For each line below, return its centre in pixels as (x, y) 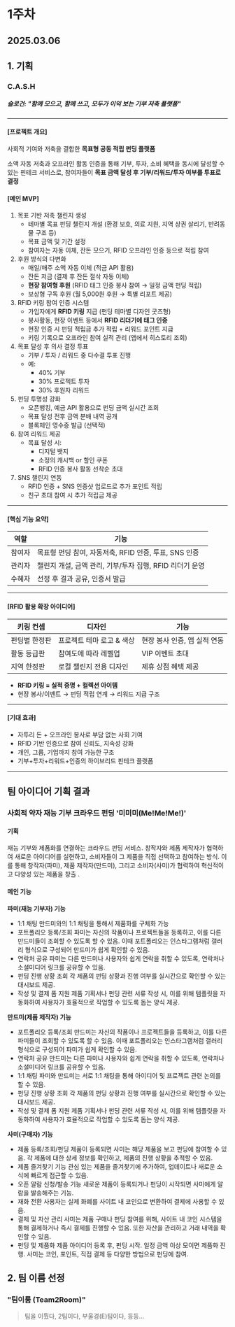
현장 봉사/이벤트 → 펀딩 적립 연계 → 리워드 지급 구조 (88, 694)
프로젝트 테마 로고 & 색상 (97, 640)
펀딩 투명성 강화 (39, 399)
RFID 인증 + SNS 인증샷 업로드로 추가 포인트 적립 (95, 486)
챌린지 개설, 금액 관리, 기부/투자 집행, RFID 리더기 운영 (121, 566)
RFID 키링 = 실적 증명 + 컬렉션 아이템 (67, 685)
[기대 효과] (22, 718)
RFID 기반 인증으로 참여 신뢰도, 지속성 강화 (76, 743)
